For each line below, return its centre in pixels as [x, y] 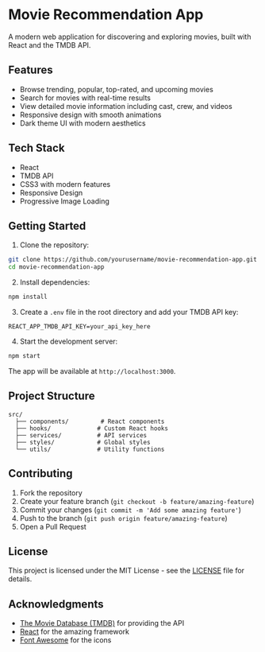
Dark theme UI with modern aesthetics [83, 123]
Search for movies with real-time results [85, 98]
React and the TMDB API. [50, 45]
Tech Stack [36, 148]
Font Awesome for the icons [65, 640]
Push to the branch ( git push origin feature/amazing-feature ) [123, 518]
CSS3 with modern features [65, 184]
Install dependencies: [55, 282]
